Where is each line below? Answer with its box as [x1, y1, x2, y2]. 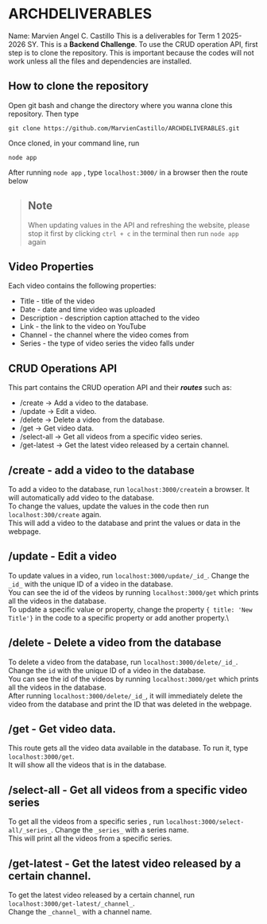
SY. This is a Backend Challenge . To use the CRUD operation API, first [27, 39, 258, 48]
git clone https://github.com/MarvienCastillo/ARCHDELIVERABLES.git [8, 124, 240, 132]
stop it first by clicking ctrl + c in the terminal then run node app [27, 228, 240, 238]
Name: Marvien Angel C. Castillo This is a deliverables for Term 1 [8, 31, 220, 41]
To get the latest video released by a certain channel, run [8, 891, 195, 900]
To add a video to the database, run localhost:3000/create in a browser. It [8, 485, 250, 493]
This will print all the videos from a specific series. [8, 833, 172, 843]
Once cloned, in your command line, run [8, 138, 140, 148]
